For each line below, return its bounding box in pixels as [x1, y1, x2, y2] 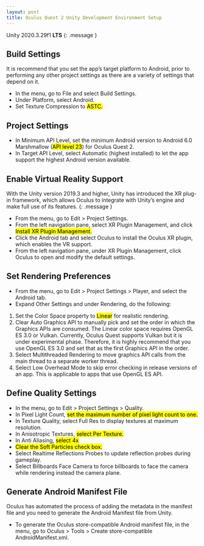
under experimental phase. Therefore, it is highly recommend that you [15, 338, 191, 345]
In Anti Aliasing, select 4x [15, 436, 79, 444]
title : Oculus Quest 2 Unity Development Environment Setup [6, 15, 163, 21]
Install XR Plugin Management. [15, 227, 93, 235]
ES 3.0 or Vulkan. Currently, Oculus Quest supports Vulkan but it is [15, 331, 183, 339]
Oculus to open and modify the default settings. [15, 253, 135, 261]
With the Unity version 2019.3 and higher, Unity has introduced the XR [6, 190, 182, 197]
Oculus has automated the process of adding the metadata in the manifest [6, 503, 193, 510]
